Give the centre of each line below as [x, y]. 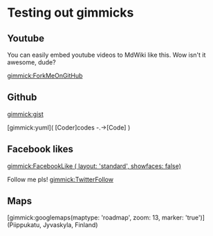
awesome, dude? [32, 62]
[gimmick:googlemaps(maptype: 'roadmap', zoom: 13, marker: [96, 218]
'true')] [195, 218]
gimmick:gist [25, 114]
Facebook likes [40, 149]
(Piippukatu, [24, 225]
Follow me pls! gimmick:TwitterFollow [61, 179]
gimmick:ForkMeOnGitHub [45, 75]
